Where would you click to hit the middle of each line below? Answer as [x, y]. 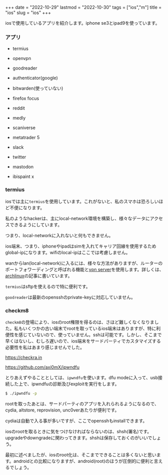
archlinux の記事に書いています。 [39, 276]
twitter [19, 157]
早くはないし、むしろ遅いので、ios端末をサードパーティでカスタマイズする [83, 341]
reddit [19, 108]
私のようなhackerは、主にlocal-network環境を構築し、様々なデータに [78, 218]
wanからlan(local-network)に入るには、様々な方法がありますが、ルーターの [84, 263]
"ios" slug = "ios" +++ [28, 13]
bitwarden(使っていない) [38, 88]
